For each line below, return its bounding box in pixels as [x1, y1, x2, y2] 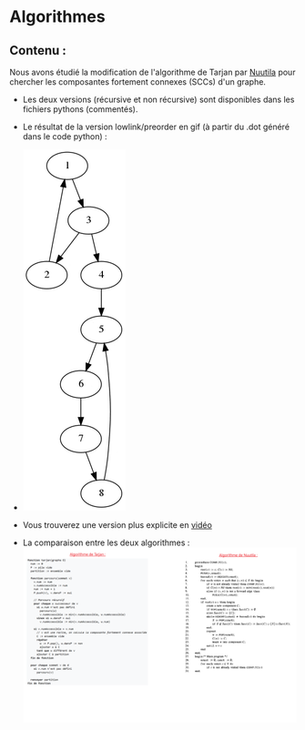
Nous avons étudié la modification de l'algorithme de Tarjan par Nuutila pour [9, 66, 296, 77]
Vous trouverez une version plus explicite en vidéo [22, 520, 212, 530]
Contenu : [9, 43, 66, 58]
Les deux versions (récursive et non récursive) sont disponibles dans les [22, 94, 295, 105]
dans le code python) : [22, 131, 107, 142]
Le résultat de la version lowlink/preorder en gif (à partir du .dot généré [22, 121, 290, 132]
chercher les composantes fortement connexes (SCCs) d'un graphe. [9, 76, 267, 87]
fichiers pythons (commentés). [22, 104, 138, 115]
